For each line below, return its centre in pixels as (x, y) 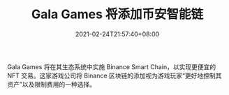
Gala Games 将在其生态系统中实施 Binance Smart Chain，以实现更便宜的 (112, 66)
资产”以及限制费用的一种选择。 (52, 84)
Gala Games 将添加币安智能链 (117, 14)
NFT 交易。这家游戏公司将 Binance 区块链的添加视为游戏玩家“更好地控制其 (114, 75)
